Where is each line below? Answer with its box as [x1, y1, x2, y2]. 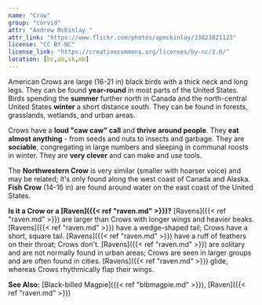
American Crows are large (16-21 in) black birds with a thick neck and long [8, 76, 249, 86]
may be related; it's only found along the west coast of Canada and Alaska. [8, 174, 251, 183]
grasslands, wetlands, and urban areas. [8, 110, 136, 119]
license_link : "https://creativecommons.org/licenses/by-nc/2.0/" [8, 48, 230, 56]
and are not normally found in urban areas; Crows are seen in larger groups [8, 248, 252, 257]
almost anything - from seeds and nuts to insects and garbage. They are [8, 134, 245, 143]
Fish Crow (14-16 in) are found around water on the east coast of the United [8, 182, 253, 192]
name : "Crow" [8, 11, 51, 20]
